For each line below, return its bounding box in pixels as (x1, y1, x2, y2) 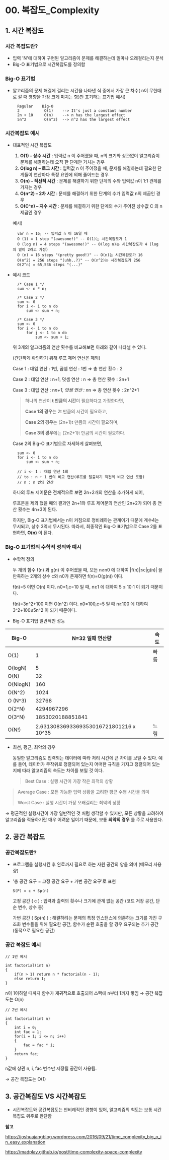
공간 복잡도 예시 (5, 941, 41, 948)
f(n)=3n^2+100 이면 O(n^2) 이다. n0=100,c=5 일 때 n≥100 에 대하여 (12, 601, 148, 607)
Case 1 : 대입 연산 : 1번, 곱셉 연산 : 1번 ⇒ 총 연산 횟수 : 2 (12, 366, 123, 372)
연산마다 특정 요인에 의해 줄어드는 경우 (33, 172, 109, 178)
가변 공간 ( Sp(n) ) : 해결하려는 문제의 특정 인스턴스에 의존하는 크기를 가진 (12, 915, 157, 921)
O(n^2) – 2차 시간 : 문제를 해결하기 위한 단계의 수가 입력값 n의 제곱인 (20, 190, 155, 197)
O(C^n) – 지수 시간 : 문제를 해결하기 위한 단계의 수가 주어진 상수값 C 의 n (20, 203, 162, 209)
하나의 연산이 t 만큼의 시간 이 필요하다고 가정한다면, (25, 398, 125, 404)
